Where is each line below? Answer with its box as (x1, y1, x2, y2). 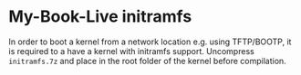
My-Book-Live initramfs (8, 6, 192, 27)
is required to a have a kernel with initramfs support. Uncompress (8, 45, 254, 56)
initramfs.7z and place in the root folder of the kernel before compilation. (8, 55, 286, 66)
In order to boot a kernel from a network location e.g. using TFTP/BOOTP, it (8, 36, 292, 47)
